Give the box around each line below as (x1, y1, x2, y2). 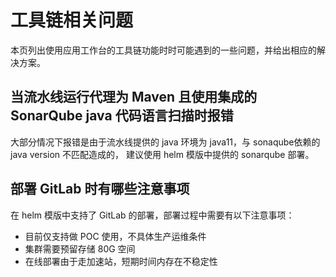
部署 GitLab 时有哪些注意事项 (10, 181, 190, 198)
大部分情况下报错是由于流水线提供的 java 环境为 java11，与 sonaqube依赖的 (10, 136, 321, 148)
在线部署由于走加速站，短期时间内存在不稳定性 (24, 255, 218, 267)
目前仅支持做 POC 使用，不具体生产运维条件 (24, 230, 207, 242)
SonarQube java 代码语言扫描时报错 (10, 107, 234, 125)
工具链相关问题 (10, 9, 134, 32)
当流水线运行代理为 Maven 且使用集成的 (10, 89, 258, 106)
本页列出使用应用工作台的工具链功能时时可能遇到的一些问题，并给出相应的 (10, 44, 317, 56)
